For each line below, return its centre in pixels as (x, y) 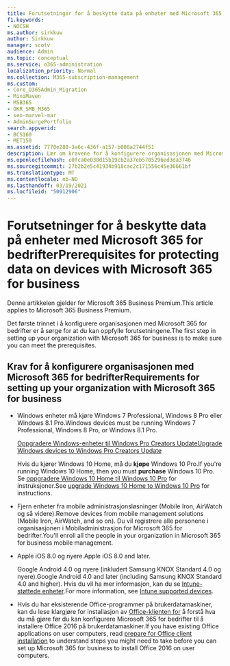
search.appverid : (32, 128)
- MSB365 (20, 103)
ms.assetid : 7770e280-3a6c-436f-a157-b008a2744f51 (81, 147)
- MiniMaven (24, 97)
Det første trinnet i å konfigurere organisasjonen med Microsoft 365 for (107, 323)
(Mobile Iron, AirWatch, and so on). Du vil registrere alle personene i (113, 521)
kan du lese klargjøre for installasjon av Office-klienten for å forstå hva (116, 611)
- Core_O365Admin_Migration (47, 90)
